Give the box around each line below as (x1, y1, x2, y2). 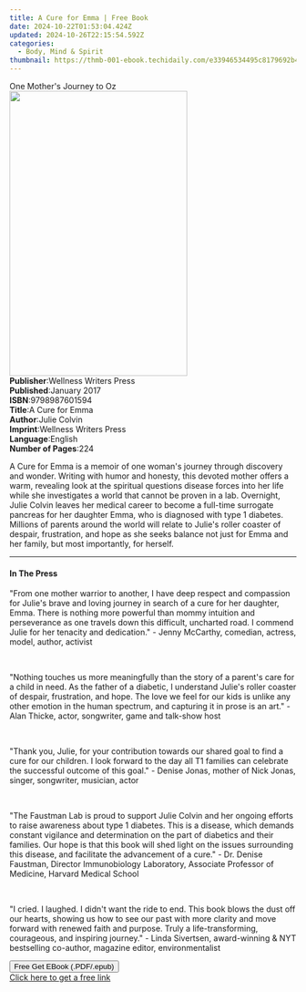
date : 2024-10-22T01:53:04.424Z (9, 22, 132, 31)
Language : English (9, 434, 78, 444)
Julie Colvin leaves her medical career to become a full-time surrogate (9, 500, 274, 511)
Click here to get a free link (9, 972, 111, 983)
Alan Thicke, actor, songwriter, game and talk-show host (9, 710, 221, 721)
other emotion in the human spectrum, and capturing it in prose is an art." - (9, 701, 291, 712)
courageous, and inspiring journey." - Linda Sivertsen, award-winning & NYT (9, 933, 297, 944)
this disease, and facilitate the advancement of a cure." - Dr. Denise (9, 849, 263, 860)
